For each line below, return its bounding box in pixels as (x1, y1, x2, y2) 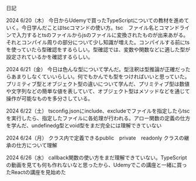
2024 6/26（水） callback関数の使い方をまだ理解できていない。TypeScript (6, 154, 187, 161)
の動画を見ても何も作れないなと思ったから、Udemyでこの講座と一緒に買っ (6, 162, 187, 168)
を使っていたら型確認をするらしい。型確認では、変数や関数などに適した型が (6, 46, 191, 53)
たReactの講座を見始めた (6, 169, 66, 176)
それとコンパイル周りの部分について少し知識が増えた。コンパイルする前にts (6, 39, 190, 46)
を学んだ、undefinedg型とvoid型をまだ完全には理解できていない (6, 122, 162, 129)
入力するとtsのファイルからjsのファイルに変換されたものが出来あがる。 (16, 32, 189, 39)
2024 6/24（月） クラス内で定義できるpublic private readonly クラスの (6, 134, 184, 141)
